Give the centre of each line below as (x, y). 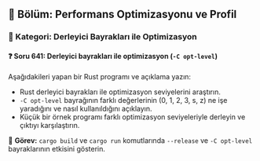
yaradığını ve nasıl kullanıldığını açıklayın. (86, 108)
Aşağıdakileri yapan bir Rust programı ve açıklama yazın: (99, 76)
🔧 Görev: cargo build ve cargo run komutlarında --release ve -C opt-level (130, 140)
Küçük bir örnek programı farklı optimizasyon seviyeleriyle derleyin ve (132, 117)
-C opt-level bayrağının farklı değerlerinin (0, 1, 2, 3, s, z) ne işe (123, 100)
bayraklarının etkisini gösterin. (57, 148)
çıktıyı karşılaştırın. (49, 125)
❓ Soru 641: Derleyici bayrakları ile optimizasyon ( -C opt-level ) (113, 56)
